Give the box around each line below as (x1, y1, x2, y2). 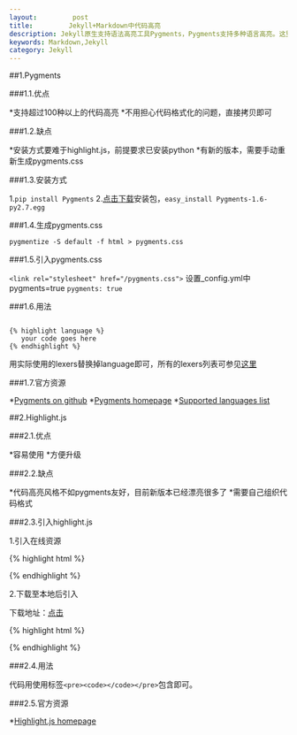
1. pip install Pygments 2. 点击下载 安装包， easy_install (9, 194, 213, 204)
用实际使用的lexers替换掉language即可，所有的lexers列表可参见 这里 (9, 359, 257, 370)
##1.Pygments (9, 70, 62, 80)
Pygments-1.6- (216, 195, 268, 204)
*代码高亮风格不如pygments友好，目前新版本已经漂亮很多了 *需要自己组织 (9, 487, 280, 498)
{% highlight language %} (9, 326, 104, 336)
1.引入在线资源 (9, 536, 62, 547)
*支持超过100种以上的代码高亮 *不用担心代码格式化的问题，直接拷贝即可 (9, 107, 272, 118)
